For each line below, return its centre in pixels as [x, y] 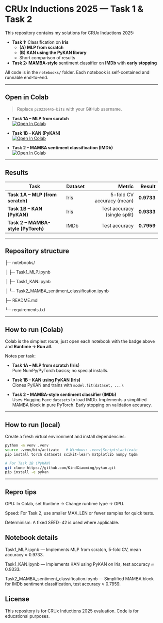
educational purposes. [27, 616]
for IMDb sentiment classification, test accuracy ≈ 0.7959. [63, 584]
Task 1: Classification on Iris [40, 42]
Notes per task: [20, 356]
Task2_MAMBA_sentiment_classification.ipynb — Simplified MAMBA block [79, 578]
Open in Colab [27, 98]
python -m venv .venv [27, 445]
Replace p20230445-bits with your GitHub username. [69, 109]
